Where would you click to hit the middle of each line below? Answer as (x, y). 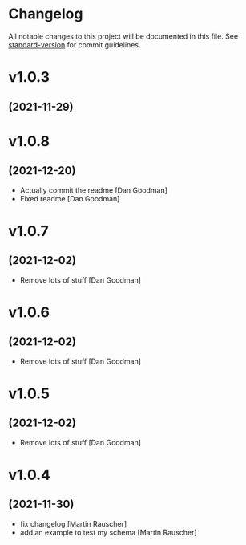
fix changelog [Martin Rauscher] (73, 523)
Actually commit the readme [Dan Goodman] (94, 190)
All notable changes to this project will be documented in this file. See (123, 36)
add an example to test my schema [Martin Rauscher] (109, 532)
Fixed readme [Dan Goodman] (70, 198)
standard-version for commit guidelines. (75, 44)
